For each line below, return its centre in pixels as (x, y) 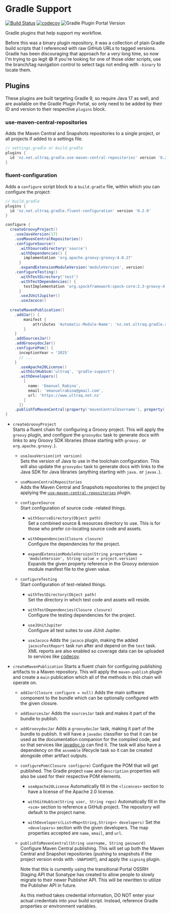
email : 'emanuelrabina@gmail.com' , (65, 391)
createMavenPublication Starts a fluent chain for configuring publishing (87, 667)
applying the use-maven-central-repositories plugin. (76, 493)
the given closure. (39, 703)
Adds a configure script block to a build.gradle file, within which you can (83, 186)
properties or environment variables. (59, 906)
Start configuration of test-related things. (63, 585)
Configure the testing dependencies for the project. (82, 615)
